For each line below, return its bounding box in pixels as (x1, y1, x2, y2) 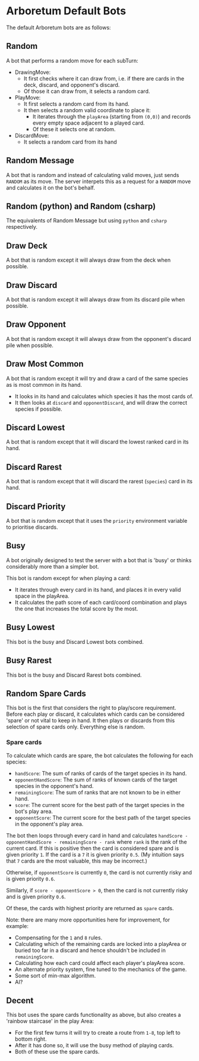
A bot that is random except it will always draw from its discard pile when (6, 296, 185, 303)
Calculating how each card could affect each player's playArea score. (14, 959, 185, 966)
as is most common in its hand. (6, 381, 82, 388)
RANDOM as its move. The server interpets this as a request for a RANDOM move (6, 178, 191, 185)
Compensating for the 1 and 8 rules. (14, 934, 103, 941)
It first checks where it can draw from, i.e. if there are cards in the (23, 75, 185, 82)
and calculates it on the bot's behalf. (6, 184, 95, 191)
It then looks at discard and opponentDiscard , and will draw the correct (14, 399, 188, 406)
